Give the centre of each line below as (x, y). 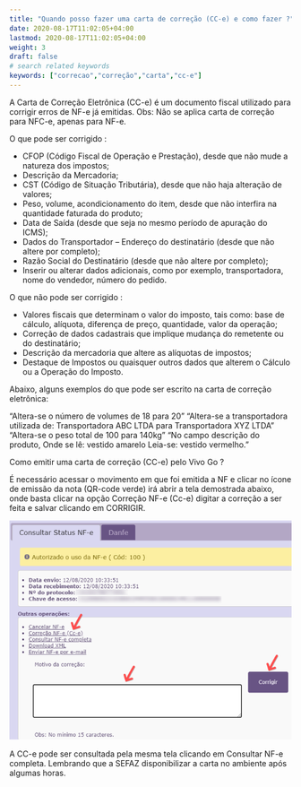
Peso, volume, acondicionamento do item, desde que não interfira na (150, 203)
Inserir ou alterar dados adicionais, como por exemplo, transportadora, (153, 270)
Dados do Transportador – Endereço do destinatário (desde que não (148, 241)
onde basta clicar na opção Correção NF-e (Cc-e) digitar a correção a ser (146, 498)
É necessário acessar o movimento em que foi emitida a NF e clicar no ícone (150, 479)
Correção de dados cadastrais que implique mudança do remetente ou (153, 333)
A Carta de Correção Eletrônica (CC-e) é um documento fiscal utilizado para (150, 102)
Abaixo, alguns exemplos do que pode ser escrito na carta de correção (140, 389)
